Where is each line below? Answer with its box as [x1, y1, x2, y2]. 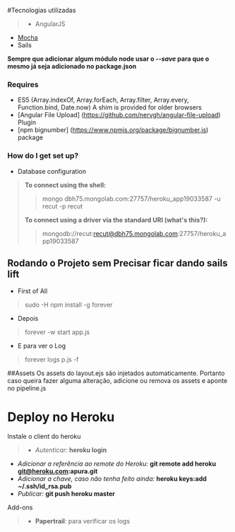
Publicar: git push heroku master [17, 490, 115, 498]
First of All [17, 287, 48, 295]
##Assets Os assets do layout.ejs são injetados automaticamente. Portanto [7, 369, 225, 377]
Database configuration [17, 167, 87, 175]
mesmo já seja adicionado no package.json [7, 62, 137, 70]
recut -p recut [42, 201, 83, 211]
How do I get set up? [7, 151, 79, 161]
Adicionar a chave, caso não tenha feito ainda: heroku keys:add [17, 475, 207, 483]
